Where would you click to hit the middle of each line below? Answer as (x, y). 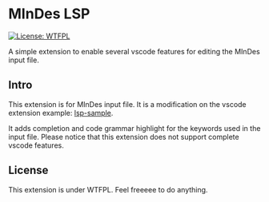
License (28, 170)
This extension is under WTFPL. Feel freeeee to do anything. (108, 189)
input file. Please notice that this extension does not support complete (124, 137)
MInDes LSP (49, 14)
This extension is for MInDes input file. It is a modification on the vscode (127, 104)
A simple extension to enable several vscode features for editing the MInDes (134, 51)
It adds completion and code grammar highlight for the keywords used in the (134, 128)
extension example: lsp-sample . (61, 113)
